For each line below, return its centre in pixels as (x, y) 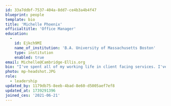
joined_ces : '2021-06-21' (33, 95)
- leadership (24, 81)
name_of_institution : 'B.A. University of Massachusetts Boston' (85, 48)
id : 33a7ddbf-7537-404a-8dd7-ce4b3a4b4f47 (51, 10)
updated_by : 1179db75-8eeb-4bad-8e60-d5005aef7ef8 (60, 86)
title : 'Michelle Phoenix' (34, 24)
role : (11, 76)
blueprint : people (25, 15)
